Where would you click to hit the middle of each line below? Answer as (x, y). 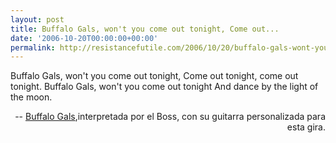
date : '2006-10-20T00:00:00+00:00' (84, 38)
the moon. (31, 97)
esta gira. (306, 127)
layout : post (37, 19)
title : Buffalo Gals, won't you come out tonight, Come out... (145, 29)
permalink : (33, 47)
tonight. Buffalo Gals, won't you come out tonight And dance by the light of (164, 87)
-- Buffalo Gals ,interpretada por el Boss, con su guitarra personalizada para (170, 117)
